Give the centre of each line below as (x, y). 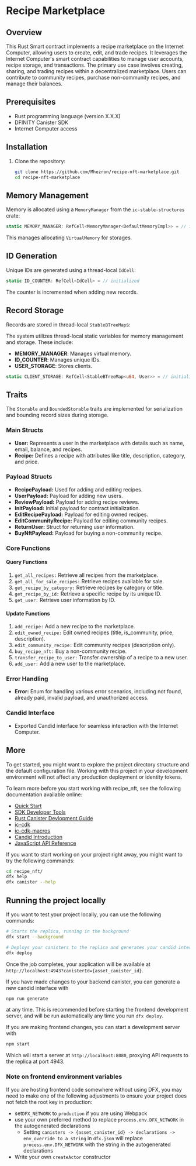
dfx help (17, 877)
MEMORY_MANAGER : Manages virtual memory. (73, 353)
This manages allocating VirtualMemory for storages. (69, 238)
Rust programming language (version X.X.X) (67, 116)
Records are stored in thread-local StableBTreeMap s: (68, 324)
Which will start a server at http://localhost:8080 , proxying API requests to (97, 1055)
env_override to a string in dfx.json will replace (83, 1138)
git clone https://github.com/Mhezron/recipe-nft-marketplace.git (97, 172)
